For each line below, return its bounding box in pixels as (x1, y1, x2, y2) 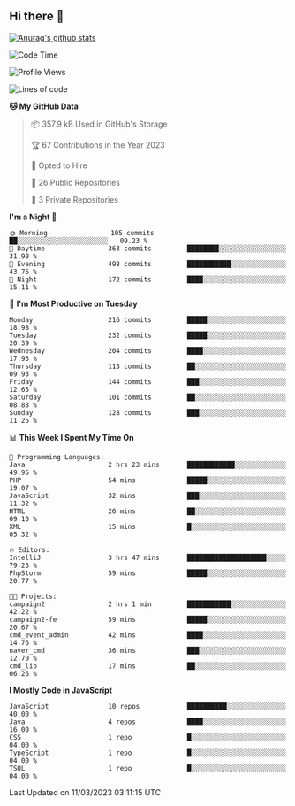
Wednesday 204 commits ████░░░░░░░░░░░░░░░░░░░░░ (9, 346, 287, 355)
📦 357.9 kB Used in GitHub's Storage (30, 119, 168, 129)
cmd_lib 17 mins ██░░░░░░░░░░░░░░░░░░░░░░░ (9, 661, 287, 671)
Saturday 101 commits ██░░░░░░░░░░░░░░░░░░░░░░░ (9, 393, 287, 402)
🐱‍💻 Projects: (9, 592, 57, 601)
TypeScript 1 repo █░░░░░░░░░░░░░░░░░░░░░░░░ (9, 748, 287, 757)
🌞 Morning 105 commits (9, 228, 155, 237)
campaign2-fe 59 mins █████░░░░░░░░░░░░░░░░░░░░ (9, 615, 287, 624)
